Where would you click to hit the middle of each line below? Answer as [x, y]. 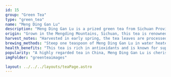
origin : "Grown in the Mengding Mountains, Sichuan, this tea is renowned [86, 34]
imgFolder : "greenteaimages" [36, 57]
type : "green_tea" [25, 19]
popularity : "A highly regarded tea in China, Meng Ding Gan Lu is [78, 53]
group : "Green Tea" [26, 15]
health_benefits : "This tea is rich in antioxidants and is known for [82, 48]
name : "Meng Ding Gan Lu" [33, 24]
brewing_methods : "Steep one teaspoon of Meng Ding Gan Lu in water [79, 43]
